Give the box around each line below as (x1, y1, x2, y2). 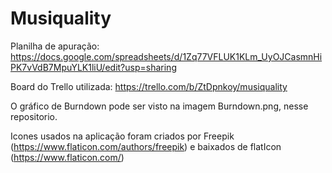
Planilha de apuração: (10, 40, 100, 52)
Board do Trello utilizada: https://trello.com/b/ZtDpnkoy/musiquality (10, 80, 288, 92)
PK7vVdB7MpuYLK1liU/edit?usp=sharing (10, 61, 177, 73)
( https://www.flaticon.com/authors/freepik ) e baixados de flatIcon (10, 140, 282, 152)
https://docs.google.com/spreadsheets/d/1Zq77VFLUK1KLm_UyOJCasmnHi (10, 50, 323, 62)
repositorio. (10, 110, 58, 122)
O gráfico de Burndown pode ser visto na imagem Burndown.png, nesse (10, 100, 309, 112)
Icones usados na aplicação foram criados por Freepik (10, 130, 235, 142)
